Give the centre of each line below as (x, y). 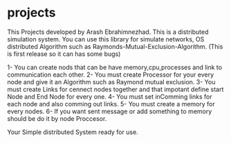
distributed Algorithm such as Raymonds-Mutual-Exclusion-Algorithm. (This (115, 46)
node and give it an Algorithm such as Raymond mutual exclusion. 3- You (111, 82)
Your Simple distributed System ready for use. (73, 132)
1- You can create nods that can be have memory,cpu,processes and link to (115, 67)
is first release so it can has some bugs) (64, 54)
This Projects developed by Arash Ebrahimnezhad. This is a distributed (108, 32)
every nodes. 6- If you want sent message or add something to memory (110, 111)
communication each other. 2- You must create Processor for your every (111, 75)
